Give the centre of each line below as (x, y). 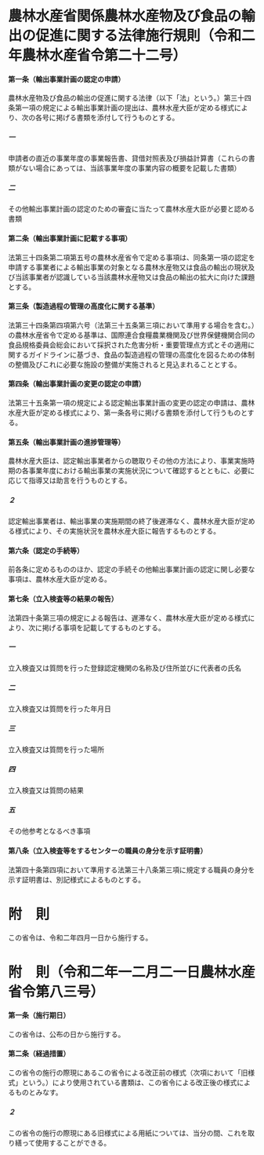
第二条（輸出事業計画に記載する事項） (70, 238)
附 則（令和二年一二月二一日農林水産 (132, 972)
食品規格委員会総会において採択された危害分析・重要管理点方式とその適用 (128, 345)
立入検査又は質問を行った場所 (56, 750)
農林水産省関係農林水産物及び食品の (125, 16)
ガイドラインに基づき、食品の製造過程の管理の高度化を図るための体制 (142, 354)
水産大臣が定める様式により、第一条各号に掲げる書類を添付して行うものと (128, 412)
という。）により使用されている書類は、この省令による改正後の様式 (129, 1083)
